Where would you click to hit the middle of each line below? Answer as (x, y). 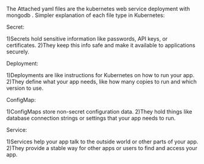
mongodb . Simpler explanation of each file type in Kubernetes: (86, 15)
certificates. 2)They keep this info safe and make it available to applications (101, 45)
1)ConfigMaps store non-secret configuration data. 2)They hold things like (99, 111)
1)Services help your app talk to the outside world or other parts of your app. (102, 142)
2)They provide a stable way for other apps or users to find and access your (102, 148)
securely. (18, 52)
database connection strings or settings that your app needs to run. (91, 118)
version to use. (25, 88)
